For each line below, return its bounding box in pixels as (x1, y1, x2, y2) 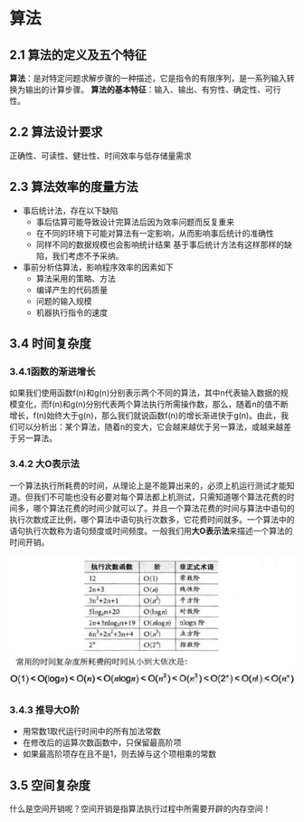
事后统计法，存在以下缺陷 (22, 205, 119, 215)
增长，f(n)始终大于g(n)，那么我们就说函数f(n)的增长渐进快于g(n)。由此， (9, 410, 281, 421)
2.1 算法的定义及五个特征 (9, 47, 147, 62)
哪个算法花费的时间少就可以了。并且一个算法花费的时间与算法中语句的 (33, 502, 295, 513)
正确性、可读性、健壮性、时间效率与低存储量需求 (9, 150, 192, 161)
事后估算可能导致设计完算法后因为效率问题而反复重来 (35, 216, 235, 227)
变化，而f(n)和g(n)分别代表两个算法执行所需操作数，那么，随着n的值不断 (16, 399, 290, 410)
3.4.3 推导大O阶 (9, 703, 80, 716)
